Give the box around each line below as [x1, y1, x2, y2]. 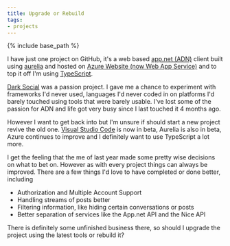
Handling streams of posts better [16, 196, 111, 204]
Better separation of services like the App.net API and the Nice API [16, 210, 206, 219]
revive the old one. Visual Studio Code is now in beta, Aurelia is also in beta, [7, 125, 222, 134]
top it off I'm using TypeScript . [7, 69, 93, 78]
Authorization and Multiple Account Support [16, 188, 142, 197]
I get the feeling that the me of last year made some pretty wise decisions [7, 153, 216, 161]
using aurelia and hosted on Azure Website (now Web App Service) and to [7, 63, 218, 71]
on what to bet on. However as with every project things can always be [7, 161, 208, 169]
